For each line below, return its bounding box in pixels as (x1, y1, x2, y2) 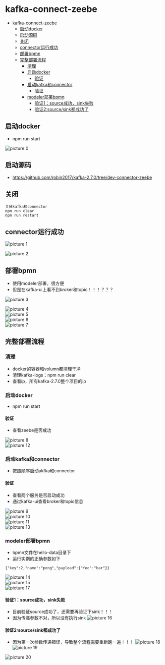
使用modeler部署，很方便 (12, 280, 64, 286)
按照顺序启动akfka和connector (12, 468, 75, 474)
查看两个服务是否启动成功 (12, 492, 65, 498)
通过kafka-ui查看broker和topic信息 (12, 498, 83, 504)
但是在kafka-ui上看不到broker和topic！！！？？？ (12, 286, 114, 292)
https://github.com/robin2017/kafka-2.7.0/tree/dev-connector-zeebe (12, 174, 152, 180)
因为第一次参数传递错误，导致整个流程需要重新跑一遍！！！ (12, 639, 134, 645)
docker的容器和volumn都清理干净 (12, 366, 81, 372)
